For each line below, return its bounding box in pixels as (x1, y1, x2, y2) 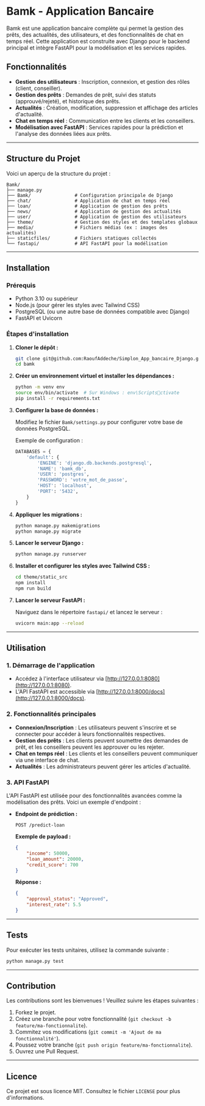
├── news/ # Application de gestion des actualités (6, 208, 182, 215)
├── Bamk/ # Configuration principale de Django (6, 192, 173, 198)
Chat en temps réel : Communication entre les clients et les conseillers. (15, 117, 195, 124)
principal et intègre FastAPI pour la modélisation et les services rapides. (6, 44, 187, 51)
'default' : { (26, 454, 60, 460)
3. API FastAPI (6, 778, 49, 787)
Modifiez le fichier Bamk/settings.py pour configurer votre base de (15, 418, 183, 426)
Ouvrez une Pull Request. (15, 1048, 79, 1055)
